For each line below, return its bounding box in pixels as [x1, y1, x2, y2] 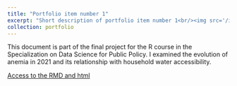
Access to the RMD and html [7, 71, 90, 80]
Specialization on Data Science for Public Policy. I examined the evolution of [7, 50, 229, 59]
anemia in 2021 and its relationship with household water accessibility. [7, 58, 212, 66]
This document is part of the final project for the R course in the [7, 43, 193, 51]
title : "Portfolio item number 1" [7, 10, 109, 18]
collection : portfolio [7, 23, 74, 30]
